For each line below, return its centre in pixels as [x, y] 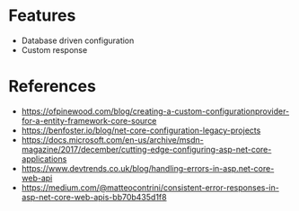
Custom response [54, 49]
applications [44, 159]
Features [42, 16]
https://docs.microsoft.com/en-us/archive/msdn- [112, 139]
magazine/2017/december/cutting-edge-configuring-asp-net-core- [146, 149]
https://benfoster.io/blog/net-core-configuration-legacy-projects [141, 130]
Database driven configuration [78, 40]
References [52, 87]
